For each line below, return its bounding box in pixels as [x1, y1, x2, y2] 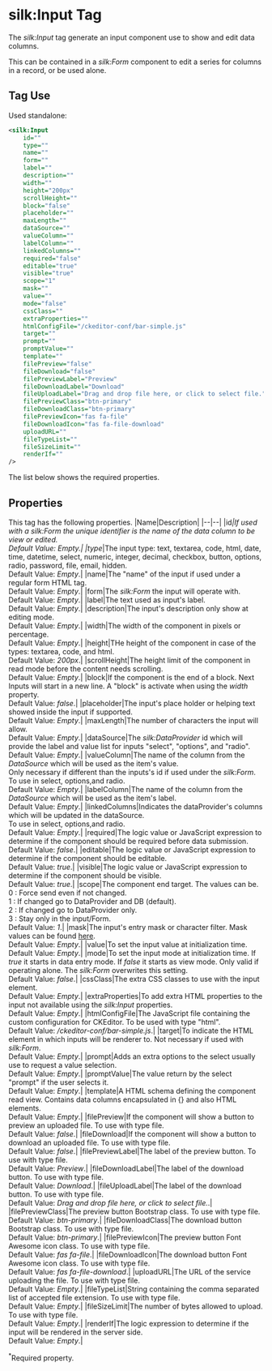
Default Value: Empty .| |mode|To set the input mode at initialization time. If [8, 948, 257, 958]
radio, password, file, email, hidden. [8, 560, 128, 570]
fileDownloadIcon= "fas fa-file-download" [23, 420, 164, 428]
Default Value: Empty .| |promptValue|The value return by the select [8, 1069, 232, 1078]
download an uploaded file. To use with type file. [8, 1138, 172, 1147]
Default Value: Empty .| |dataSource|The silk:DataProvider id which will [8, 732, 243, 743]
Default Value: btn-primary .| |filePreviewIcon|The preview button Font [8, 1232, 241, 1242]
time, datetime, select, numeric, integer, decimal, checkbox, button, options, [8, 551, 262, 561]
